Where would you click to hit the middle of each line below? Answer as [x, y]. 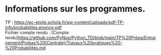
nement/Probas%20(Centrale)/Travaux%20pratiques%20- [64, 42]
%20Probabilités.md [25, 48]
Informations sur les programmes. [75, 9]
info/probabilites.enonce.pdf [33, 27]
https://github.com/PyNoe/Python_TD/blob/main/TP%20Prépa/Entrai [87, 38]
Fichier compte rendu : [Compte [37, 32]
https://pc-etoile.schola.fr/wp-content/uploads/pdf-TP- [69, 22]
